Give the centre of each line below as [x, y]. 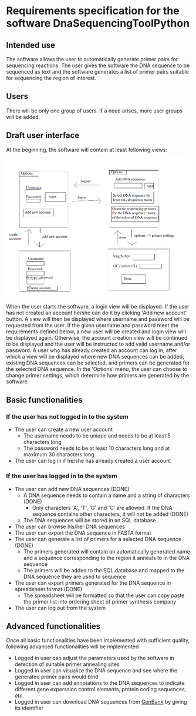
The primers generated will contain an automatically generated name [107, 551]
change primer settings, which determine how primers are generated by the [98, 375]
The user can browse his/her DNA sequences [70, 526]
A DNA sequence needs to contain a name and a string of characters [107, 495]
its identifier [29, 708]
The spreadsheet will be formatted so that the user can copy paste [104, 595]
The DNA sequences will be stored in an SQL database [90, 520]
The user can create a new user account [63, 430]
